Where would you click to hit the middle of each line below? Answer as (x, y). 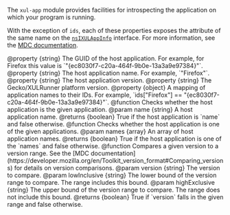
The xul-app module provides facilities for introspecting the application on (112, 10)
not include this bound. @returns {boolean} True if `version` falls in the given (115, 197)
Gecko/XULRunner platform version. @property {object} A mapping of (106, 88)
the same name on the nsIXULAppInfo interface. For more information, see (111, 38)
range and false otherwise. (45, 204)
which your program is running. (51, 17)
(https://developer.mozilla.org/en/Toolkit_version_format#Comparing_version (115, 160)
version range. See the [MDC (48, 153)
